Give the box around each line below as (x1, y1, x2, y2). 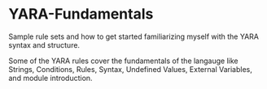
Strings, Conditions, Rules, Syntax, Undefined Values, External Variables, (8, 64, 252, 74)
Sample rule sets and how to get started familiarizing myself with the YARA (8, 32, 259, 41)
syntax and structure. (8, 40, 80, 49)
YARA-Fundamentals (8, 5, 154, 23)
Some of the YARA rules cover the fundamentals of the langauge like (8, 56, 239, 66)
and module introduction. (8, 73, 93, 83)
